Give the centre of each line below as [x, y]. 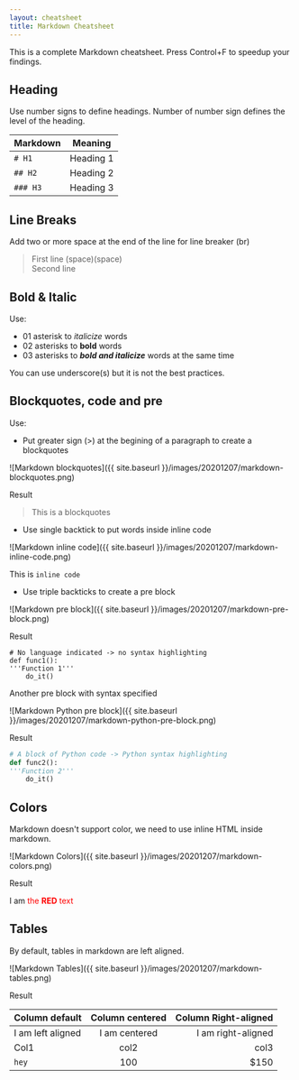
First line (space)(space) [77, 259]
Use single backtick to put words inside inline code [117, 530]
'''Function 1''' [42, 669]
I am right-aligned [235, 1032]
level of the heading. [47, 121]
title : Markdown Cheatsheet [62, 26]
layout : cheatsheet [46, 18]
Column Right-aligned [224, 1018]
